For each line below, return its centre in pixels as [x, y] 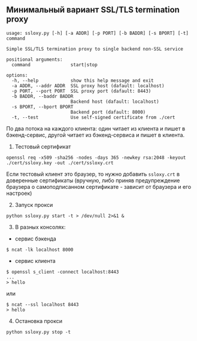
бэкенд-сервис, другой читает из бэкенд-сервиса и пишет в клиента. [96, 135]
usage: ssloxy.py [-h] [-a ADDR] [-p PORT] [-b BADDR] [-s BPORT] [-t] [97, 33]
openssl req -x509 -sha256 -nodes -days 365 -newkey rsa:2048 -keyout [96, 158]
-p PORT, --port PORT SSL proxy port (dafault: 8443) [81, 91]
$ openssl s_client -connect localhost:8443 [63, 272]
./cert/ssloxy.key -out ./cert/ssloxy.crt [60, 163]
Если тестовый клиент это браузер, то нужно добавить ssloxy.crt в [93, 174]
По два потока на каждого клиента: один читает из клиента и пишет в [96, 128]
